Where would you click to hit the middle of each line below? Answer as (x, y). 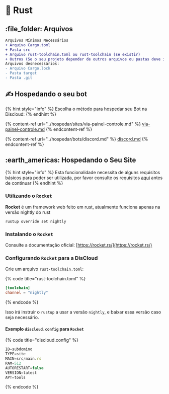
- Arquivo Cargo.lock (28, 68)
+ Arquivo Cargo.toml (28, 45)
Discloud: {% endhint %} (31, 114)
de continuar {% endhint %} (34, 183)
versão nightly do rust (28, 212)
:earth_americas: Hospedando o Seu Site (71, 160)
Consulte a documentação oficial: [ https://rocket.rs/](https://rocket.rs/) (79, 245)
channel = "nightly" (27, 293)
